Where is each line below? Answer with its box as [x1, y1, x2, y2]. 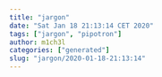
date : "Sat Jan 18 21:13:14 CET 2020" [9, 21, 154, 30]
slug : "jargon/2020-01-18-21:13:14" [9, 54, 146, 63]
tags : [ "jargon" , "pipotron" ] [9, 29, 123, 38]
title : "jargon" [9, 12, 70, 22]
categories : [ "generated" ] [9, 46, 110, 55]
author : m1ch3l [9, 37, 66, 47]
